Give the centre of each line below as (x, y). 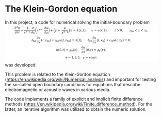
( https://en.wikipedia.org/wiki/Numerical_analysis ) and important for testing (81, 79)
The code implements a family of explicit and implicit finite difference (74, 99)
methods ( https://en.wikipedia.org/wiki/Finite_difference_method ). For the (79, 104)
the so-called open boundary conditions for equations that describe (73, 85)
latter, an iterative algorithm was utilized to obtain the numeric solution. (76, 109)
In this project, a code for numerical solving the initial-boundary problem (77, 22)
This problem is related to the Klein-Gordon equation (58, 74)
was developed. (21, 65)
